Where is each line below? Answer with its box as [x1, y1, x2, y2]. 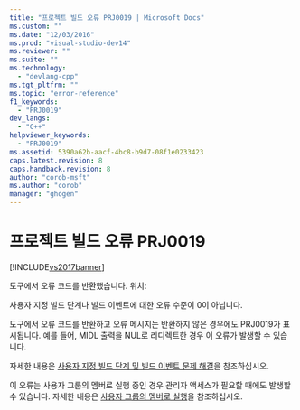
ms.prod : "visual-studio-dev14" [9, 38, 131, 48]
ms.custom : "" [9, 22, 63, 31]
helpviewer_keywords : [9, 131, 91, 140]
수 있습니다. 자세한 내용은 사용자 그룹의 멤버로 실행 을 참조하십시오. [9, 390, 244, 402]
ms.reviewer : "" [9, 47, 70, 56]
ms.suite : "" [9, 55, 59, 64]
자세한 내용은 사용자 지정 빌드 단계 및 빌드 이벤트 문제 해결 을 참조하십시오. [9, 360, 269, 371]
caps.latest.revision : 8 [9, 155, 103, 165]
